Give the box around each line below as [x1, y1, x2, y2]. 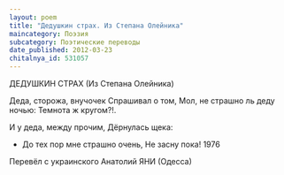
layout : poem [9, 12, 58, 22]
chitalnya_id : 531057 [9, 54, 89, 63]
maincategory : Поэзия [9, 29, 89, 38]
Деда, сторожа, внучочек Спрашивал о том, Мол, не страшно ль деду [9, 95, 276, 106]
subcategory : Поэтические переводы [9, 37, 141, 47]
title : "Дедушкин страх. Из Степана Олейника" [9, 21, 184, 30]
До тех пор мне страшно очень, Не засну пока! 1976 [21, 139, 221, 149]
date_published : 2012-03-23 [9, 46, 113, 55]
